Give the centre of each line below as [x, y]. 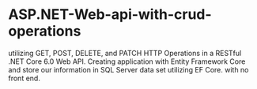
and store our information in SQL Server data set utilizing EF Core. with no [128, 69]
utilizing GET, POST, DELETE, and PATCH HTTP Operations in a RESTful [125, 53]
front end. [25, 78]
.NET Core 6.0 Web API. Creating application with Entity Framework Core [127, 61]
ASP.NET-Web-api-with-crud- [110, 15]
